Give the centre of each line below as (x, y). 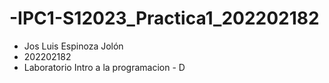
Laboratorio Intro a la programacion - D (104, 67)
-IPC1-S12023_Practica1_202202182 (164, 18)
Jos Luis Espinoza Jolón (73, 46)
